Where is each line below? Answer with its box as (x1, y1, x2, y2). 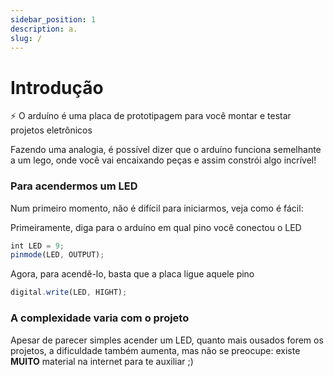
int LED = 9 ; (10, 241, 65, 251)
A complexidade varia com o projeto (10, 311, 190, 325)
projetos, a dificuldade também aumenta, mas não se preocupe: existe (10, 344, 301, 356)
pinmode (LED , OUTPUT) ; (10, 250, 105, 260)
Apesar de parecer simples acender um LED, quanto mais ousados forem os (10, 334, 324, 346)
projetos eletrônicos (10, 124, 93, 136)
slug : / (10, 33, 43, 43)
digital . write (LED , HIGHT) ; (10, 287, 128, 298)
